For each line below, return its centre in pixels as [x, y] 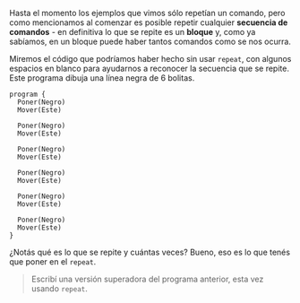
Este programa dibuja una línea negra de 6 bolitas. [102, 78]
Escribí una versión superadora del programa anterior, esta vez [147, 279]
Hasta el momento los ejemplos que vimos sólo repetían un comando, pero [147, 13]
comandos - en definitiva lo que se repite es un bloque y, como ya [133, 32]
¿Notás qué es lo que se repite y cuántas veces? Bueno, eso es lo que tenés [150, 252]
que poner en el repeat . [53, 262]
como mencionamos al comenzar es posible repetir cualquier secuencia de [149, 22]
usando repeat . [59, 289]
